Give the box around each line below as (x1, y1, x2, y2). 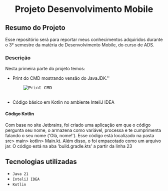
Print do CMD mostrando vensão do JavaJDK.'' (12, 75, 110, 81)
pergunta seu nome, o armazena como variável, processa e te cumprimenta (5, 127, 161, 133)
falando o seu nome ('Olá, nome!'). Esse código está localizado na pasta (5, 132, 154, 138)
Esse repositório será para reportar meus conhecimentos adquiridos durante (5, 36, 163, 42)
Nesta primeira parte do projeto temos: (5, 66, 85, 72)
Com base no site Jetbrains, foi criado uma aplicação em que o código (5, 122, 151, 128)
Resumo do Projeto (5, 23, 66, 32)
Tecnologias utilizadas (5, 157, 77, 166)
